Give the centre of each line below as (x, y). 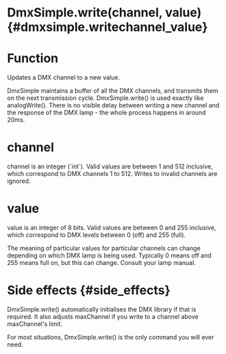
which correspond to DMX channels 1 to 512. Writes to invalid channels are (112, 174)
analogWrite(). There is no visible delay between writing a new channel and (113, 105)
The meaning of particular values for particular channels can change (104, 248)
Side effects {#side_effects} (89, 291)
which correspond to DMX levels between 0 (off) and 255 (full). (97, 235)
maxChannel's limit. (35, 324)
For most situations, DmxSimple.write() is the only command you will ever (111, 337)
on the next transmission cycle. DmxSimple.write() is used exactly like (105, 98)
